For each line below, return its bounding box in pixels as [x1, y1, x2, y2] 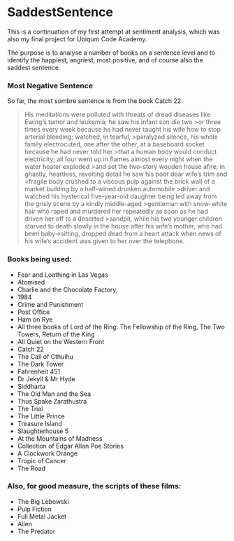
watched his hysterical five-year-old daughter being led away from [24, 192, 217, 200]
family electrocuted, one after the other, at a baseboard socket [24, 140, 205, 149]
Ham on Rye [17, 315, 53, 323]
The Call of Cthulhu [17, 352, 73, 361]
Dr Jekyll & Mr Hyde [17, 374, 75, 383]
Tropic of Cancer [17, 456, 66, 465]
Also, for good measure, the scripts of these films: [7, 481, 182, 491]
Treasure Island [17, 419, 63, 427]
